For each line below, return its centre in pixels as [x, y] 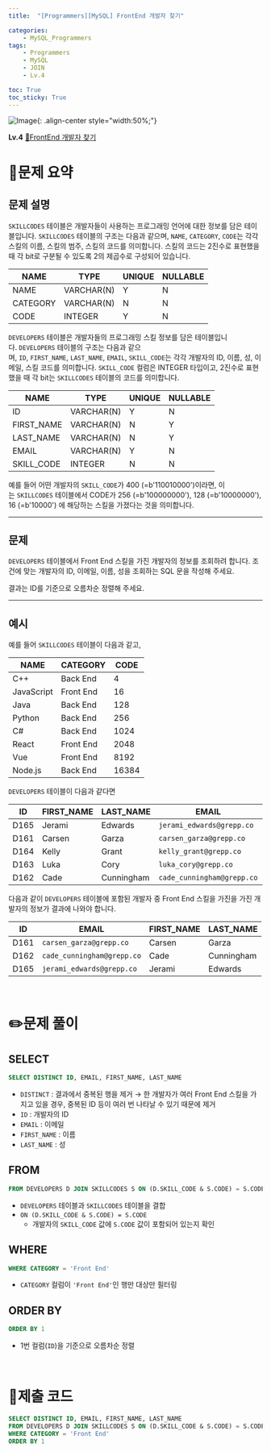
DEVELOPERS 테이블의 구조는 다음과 [73, 347]
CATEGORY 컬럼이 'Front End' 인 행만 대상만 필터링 [98, 1285]
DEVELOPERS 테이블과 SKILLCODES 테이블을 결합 [93, 1205]
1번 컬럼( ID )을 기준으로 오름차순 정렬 [77, 1346]
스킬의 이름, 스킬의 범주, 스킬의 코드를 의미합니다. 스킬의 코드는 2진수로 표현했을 [134, 246]
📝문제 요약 [41, 172]
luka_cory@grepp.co [196, 865]
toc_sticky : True [38, 98]
